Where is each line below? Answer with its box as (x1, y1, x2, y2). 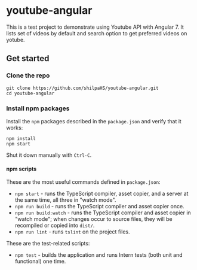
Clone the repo (6, 71, 50, 80)
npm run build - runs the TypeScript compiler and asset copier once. (14, 203, 184, 210)
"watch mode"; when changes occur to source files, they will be (14, 216, 173, 223)
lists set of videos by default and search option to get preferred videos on (6, 29, 187, 37)
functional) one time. (14, 258, 66, 265)
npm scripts (6, 165, 37, 172)
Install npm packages (6, 104, 70, 113)
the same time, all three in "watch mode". (14, 196, 116, 204)
